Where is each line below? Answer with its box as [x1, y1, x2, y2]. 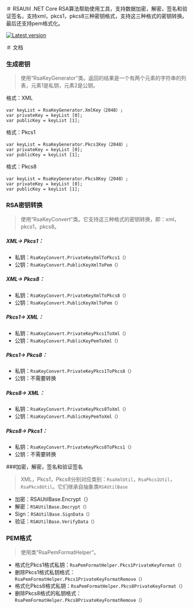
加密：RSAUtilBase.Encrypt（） [14, 496, 91, 503]
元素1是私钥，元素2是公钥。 [31, 82, 99, 89]
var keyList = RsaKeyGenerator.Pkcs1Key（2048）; [6, 142, 128, 148]
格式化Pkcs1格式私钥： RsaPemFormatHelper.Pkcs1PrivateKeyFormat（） [14, 561, 184, 568]
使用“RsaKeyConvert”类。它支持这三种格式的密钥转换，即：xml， [20, 215, 179, 222]
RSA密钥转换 [6, 201, 43, 209]
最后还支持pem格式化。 [6, 20, 64, 27]
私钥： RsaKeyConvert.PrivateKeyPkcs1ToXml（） [14, 329, 129, 336]
